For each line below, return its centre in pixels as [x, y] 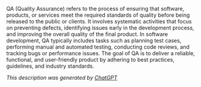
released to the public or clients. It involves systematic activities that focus [99, 21]
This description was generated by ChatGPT [62, 78]
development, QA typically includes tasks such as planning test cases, [94, 40]
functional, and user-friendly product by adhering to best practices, [91, 60]
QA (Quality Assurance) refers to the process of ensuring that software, [95, 9]
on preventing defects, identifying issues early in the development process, [100, 28]
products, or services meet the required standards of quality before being [98, 15]
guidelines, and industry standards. [50, 66]
